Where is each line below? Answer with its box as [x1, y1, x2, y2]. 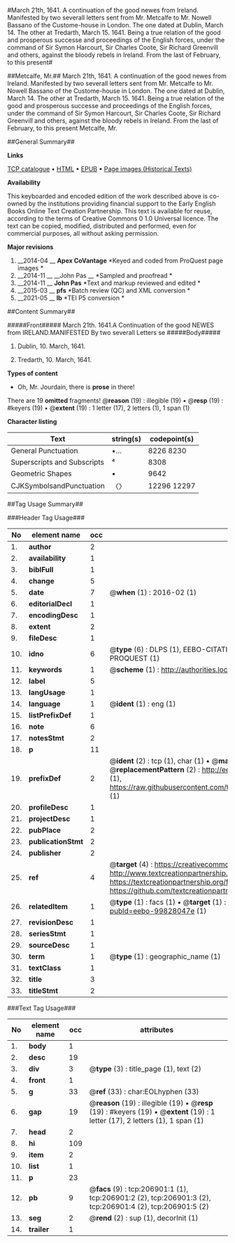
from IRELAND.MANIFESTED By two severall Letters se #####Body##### [7, 328, 221, 336]
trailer [29, 1225, 50, 1234]
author [29, 542, 52, 552]
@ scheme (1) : [109, 665, 159, 674]
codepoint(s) [149, 434, 194, 444]
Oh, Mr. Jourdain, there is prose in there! [17, 383, 135, 391]
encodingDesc [29, 611, 78, 620]
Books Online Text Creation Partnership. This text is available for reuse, [7, 207, 213, 215]
